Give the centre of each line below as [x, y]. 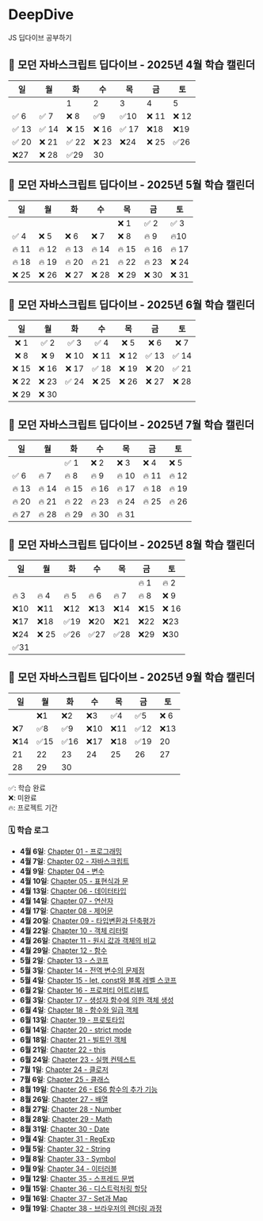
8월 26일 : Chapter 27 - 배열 [64, 1100]
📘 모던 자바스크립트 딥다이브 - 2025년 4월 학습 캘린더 [132, 65]
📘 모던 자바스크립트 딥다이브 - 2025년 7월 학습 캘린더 [131, 425]
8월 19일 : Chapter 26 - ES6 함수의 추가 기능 [89, 1089]
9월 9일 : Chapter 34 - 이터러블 [68, 1169]
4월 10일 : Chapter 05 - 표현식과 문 [74, 881]
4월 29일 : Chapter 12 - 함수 [63, 950]
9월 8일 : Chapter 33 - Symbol [68, 1159]
